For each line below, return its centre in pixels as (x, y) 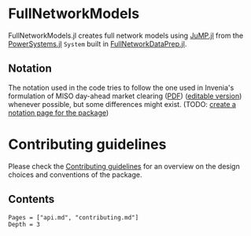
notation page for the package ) (59, 112)
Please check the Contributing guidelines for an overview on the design (124, 166)
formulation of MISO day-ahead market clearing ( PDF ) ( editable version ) (125, 96)
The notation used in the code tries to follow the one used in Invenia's (121, 87)
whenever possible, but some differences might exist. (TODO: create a (122, 104)
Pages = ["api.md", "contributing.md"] (74, 217)
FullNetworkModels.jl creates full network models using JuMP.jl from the (126, 35)
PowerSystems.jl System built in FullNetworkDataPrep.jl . (98, 43)
